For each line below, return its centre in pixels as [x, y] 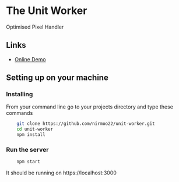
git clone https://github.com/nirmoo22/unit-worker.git [86, 124]
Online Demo [30, 59]
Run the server [27, 149]
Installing [20, 94]
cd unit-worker [35, 129]
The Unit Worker [47, 11]
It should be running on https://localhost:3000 [61, 173]
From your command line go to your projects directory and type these [90, 107]
